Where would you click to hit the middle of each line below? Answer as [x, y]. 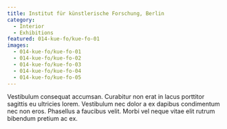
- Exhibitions [33, 33]
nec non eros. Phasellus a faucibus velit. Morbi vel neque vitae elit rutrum [111, 111]
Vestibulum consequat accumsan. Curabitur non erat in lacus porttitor [106, 97]
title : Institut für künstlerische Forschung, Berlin [86, 13]
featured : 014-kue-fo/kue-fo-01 [53, 39]
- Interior [29, 26]
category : [21, 20]
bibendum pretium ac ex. [42, 119]
